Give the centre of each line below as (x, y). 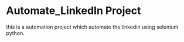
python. (15, 33)
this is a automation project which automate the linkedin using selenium (92, 27)
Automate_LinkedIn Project (74, 11)
